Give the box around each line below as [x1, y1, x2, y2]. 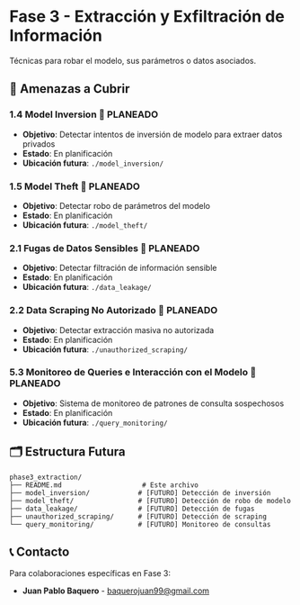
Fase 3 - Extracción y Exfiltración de [9, 6, 285, 27]
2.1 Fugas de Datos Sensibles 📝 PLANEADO [9, 241, 200, 254]
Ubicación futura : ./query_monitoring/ [22, 417, 168, 428]
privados [22, 138, 56, 149]
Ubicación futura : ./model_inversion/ [22, 158, 164, 168]
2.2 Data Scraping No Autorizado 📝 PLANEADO [9, 304, 218, 317]
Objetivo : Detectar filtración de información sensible [22, 263, 217, 274]
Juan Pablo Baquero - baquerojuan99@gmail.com [22, 585, 209, 596]
